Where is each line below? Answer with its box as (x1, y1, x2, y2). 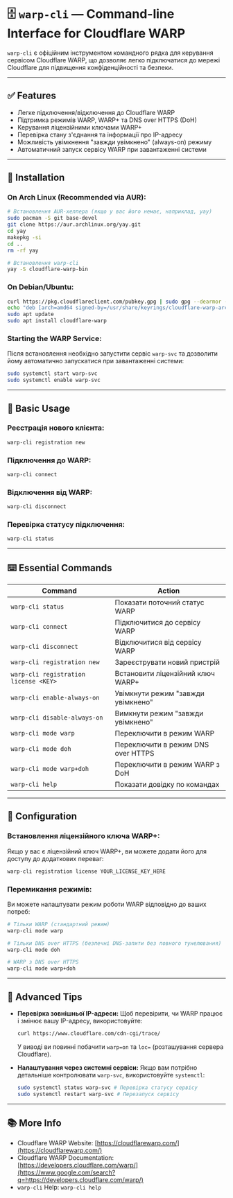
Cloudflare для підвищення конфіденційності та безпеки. (7, 63, 174, 71)
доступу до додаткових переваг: (7, 854, 104, 862)
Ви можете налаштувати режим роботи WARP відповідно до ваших (7, 900, 207, 908)
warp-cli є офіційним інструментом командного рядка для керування (7, 49, 214, 57)
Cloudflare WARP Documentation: (17, 1154, 114, 1162)
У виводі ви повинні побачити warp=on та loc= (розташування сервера (17, 1042, 224, 1051)
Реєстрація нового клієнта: (7, 423, 105, 433)
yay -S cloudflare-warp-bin (7, 266, 89, 273)
